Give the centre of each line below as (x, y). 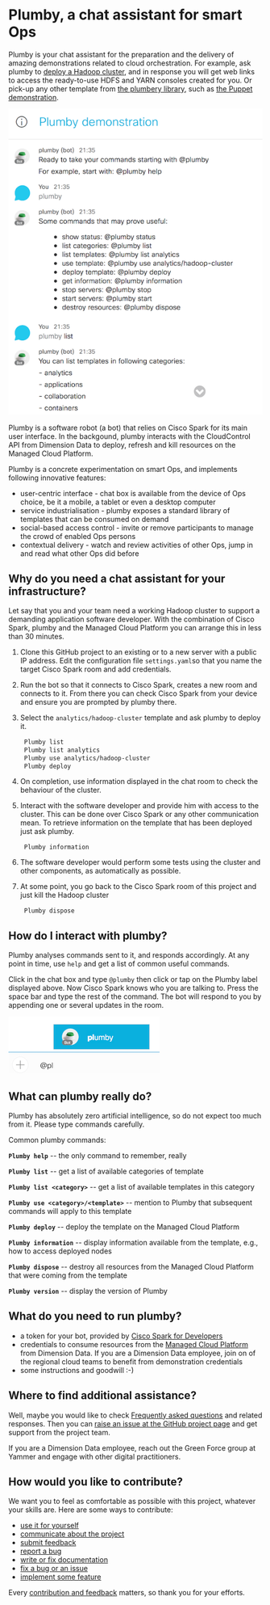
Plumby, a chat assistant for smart (125, 15)
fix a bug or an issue (54, 1569)
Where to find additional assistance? (103, 1396)
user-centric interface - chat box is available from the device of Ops (133, 493)
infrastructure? (48, 591)
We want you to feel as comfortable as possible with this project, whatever (132, 1502)
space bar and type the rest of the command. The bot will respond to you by (135, 996)
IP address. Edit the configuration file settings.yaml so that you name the (141, 661)
